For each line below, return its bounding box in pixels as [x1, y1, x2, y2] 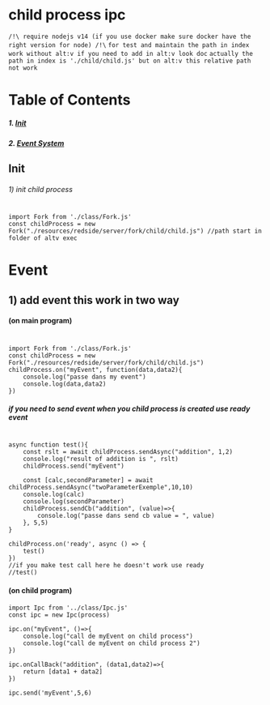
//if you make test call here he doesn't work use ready [8, 562, 205, 570]
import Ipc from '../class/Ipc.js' [8, 604, 129, 612]
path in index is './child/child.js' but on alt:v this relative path [8, 57, 251, 65]
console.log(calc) [23, 490, 85, 499]
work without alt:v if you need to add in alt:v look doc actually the [8, 49, 253, 58]
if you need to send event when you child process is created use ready [8, 404, 251, 414]
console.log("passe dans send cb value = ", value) [37, 512, 216, 520]
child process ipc [8, 6, 126, 24]
